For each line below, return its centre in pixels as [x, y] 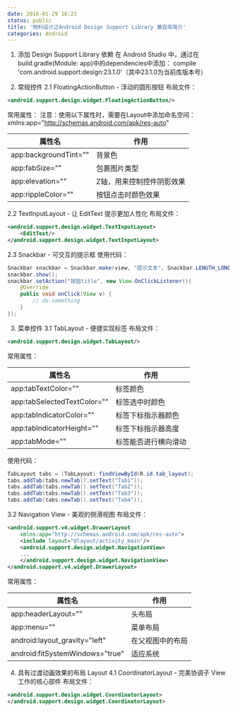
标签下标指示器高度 [147, 428]
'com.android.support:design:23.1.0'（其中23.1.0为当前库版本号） [112, 72]
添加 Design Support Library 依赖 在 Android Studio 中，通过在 [108, 54]
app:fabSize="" [36, 168]
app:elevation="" [39, 181]
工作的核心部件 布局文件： [55, 682]
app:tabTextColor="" [45, 388]
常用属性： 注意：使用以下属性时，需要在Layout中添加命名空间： [102, 115]
